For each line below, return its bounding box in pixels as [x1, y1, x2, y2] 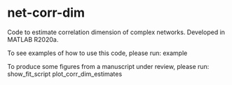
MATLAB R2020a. [7, 35, 59, 43]
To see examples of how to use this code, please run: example [7, 49, 188, 57]
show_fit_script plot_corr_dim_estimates [7, 70, 123, 78]
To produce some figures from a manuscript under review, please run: [7, 62, 210, 70]
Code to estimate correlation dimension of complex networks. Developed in [7, 28, 226, 36]
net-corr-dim [7, 5, 86, 21]
